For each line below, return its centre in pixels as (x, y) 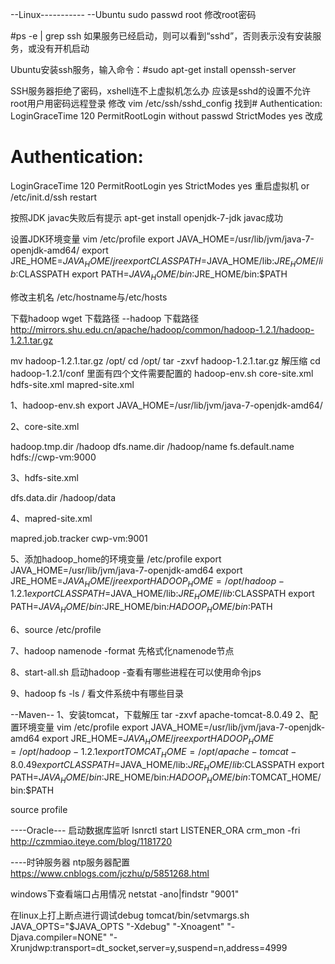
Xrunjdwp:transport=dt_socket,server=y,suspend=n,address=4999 (149, 948)
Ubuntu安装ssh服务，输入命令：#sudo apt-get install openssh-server (153, 69)
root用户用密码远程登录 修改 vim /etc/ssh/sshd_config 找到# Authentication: (166, 103)
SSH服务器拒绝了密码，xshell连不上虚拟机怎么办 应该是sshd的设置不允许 (161, 91)
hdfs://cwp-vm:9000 (53, 457)
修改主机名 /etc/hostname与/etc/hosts (89, 297)
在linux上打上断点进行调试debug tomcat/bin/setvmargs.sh (130, 915)
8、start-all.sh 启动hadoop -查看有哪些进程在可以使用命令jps (136, 672)
